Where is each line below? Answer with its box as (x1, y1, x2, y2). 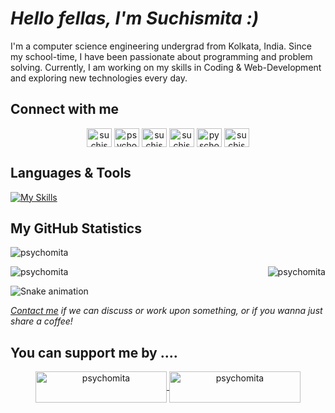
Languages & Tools (10, 165, 132, 182)
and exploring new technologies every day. (10, 72, 188, 84)
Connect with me (10, 101, 120, 118)
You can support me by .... (10, 344, 178, 361)
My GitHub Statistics (10, 220, 142, 237)
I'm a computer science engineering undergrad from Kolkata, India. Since (10, 40, 312, 52)
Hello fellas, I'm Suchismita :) (10, 7, 260, 30)
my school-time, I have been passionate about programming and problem (10, 50, 313, 62)
